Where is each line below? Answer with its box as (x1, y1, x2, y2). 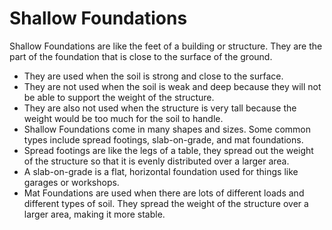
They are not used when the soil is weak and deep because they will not (23, 80, 322, 92)
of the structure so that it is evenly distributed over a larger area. (23, 155, 290, 167)
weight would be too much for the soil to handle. (23, 112, 224, 124)
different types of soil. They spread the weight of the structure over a (23, 197, 309, 209)
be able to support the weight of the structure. (23, 91, 215, 103)
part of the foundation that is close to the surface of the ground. (9, 50, 273, 62)
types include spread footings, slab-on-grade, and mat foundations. (23, 133, 304, 146)
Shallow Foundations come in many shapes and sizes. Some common (23, 123, 312, 135)
